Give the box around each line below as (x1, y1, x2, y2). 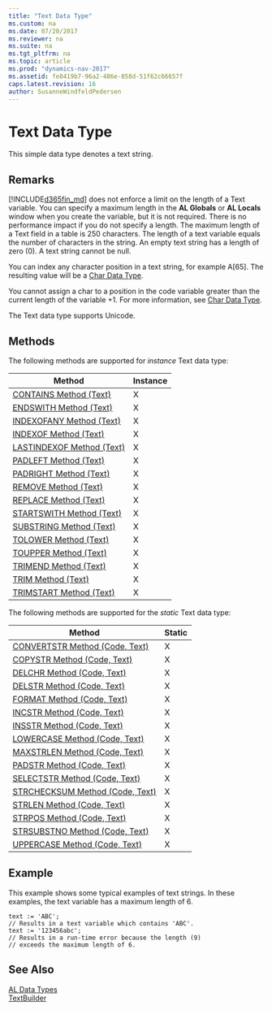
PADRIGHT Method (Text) (12, 468, 110, 479)
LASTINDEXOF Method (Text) (12, 441, 126, 453)
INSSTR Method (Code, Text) (12, 720, 123, 731)
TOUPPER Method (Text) (12, 547, 107, 558)
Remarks (8, 172, 55, 187)
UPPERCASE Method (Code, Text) (12, 839, 142, 850)
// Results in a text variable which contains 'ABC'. (8, 919, 195, 927)
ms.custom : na (8, 20, 57, 28)
